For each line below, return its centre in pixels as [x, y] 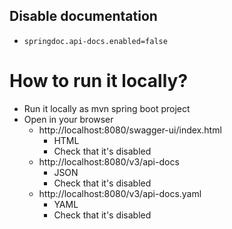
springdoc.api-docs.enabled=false [95, 41]
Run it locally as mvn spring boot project [107, 108]
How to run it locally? [99, 81]
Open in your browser [68, 119]
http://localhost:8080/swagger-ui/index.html [130, 130]
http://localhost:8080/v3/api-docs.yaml [120, 193]
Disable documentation [83, 16]
